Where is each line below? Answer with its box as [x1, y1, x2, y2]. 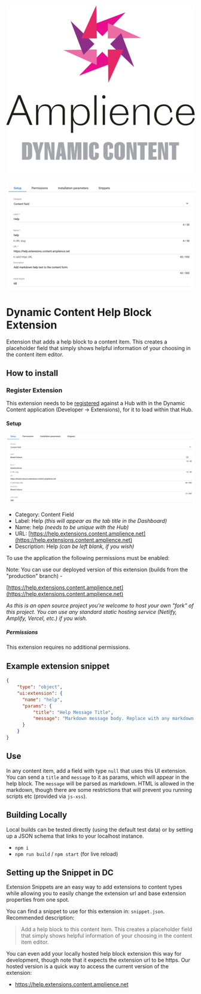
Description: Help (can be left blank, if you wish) [14, 543, 135, 550]
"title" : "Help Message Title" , [32, 709, 114, 715]
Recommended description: [6, 914, 75, 921]
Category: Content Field [14, 511, 74, 518]
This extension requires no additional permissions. [6, 644, 130, 651]
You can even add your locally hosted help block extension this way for [6, 950, 182, 957]
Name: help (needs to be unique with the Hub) [14, 524, 129, 531]
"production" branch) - [6, 573, 63, 580]
